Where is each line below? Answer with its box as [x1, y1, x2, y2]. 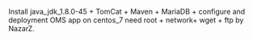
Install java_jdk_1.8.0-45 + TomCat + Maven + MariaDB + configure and [8, 7, 246, 16]
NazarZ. [8, 24, 35, 33]
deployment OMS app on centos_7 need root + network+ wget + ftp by [8, 15, 244, 25]
